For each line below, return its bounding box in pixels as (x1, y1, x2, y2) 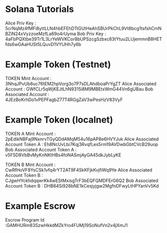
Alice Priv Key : (5, 20, 36, 26)
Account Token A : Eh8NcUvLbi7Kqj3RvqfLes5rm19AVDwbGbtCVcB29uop (5, 141, 158, 147)
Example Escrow (5, 200, 76, 211)
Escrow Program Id (5, 216, 45, 223)
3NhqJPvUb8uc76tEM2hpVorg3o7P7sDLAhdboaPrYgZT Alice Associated (5, 80, 156, 86)
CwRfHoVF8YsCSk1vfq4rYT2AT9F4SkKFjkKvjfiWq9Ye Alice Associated (5, 166, 152, 173)
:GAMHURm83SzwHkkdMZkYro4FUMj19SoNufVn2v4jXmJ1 (5, 222, 128, 228)
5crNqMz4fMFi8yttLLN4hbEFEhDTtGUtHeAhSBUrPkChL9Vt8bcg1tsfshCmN (5, 25, 161, 31)
